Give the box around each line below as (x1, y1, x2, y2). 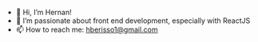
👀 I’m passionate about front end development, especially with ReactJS (15, 16, 251, 25)
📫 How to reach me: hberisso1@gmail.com (15, 25, 158, 34)
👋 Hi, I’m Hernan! (15, 8, 72, 17)
